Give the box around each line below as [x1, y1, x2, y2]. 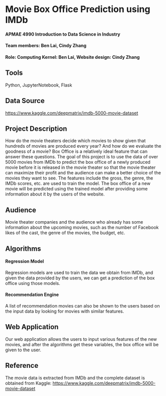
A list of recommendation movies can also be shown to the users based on [5, 303, 160, 309]
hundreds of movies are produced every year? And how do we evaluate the [5, 143, 161, 149]
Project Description [5, 124, 67, 133]
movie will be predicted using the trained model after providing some [5, 186, 148, 192]
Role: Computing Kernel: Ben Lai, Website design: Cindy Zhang [5, 54, 140, 60]
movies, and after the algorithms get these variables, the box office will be [5, 341, 159, 347]
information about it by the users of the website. [5, 191, 105, 197]
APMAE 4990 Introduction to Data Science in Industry [5, 31, 121, 37]
